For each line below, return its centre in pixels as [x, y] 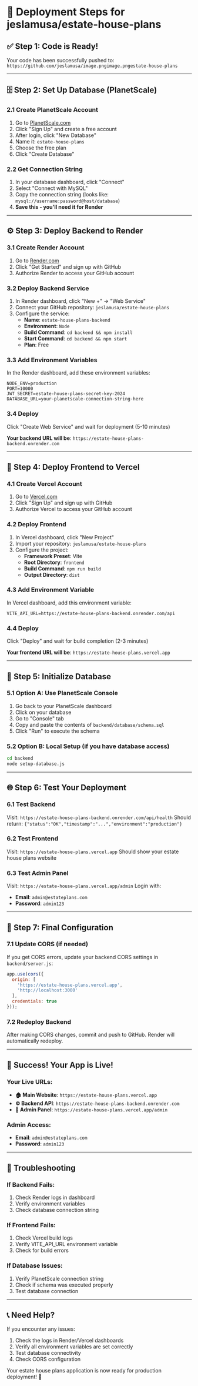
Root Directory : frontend [54, 562]
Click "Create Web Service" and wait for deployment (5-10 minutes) [88, 426]
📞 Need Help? [31, 1315]
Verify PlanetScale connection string [59, 1278]
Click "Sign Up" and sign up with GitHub [64, 503]
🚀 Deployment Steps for [66, 12]
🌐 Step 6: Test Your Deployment [67, 788]
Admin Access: [29, 1124]
